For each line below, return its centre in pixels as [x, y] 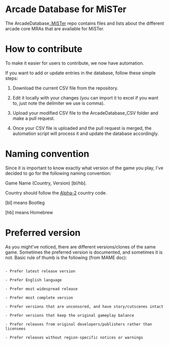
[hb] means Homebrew [29, 212]
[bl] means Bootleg [25, 203]
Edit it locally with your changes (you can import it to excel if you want [86, 97]
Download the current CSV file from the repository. [65, 88]
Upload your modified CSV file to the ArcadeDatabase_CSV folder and [85, 113]
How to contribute [44, 49]
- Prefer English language [34, 280]
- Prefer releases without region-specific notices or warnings [74, 337]
